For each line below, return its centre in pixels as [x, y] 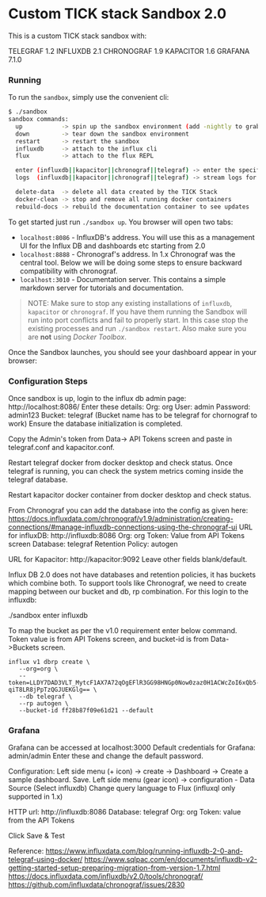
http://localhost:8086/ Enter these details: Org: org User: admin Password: [129, 407]
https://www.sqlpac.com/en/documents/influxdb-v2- [171, 860]
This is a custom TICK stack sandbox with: [78, 36]
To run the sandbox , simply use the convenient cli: [89, 97]
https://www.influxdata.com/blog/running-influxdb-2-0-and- [144, 851]
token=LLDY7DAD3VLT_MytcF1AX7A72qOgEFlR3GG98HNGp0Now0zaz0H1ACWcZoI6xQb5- [134, 683]
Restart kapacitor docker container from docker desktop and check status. [130, 495]
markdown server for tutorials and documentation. [102, 288]
